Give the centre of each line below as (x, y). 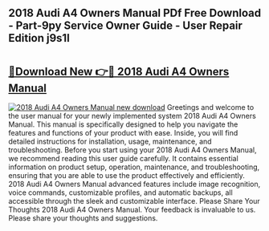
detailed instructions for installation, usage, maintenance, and (110, 141)
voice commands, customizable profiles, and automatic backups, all (120, 192)
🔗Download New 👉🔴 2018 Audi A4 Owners (119, 71)
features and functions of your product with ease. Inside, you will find (123, 133)
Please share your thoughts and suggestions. (83, 218)
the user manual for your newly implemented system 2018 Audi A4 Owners (132, 116)
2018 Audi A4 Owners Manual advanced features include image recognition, (134, 184)
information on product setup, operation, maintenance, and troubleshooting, (134, 167)
